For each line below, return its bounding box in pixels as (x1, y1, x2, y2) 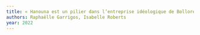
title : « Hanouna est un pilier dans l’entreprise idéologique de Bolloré (6, 8, 196, 15)
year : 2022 (6, 20, 33, 26)
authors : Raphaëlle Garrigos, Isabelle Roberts (6, 14, 127, 20)
